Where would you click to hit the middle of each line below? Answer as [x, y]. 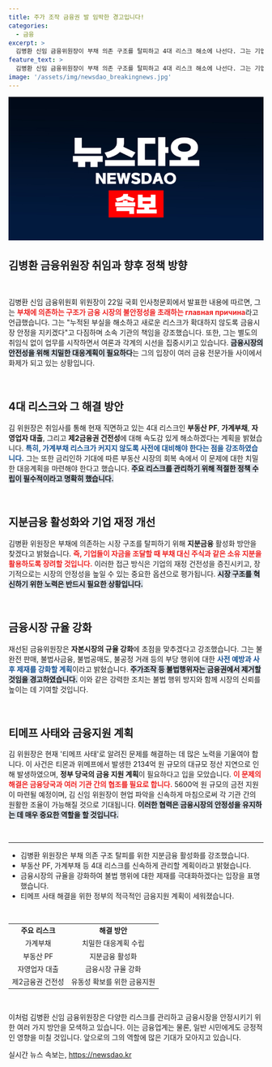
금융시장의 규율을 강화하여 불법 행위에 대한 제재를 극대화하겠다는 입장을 [132, 876]
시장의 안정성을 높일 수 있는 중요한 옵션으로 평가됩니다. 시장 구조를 [148, 574]
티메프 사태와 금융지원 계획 [71, 733]
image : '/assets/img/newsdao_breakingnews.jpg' [90, 77]
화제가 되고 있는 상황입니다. [52, 363]
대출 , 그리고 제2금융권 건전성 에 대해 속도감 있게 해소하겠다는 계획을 [135, 437]
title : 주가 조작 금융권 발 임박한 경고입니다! [76, 17]
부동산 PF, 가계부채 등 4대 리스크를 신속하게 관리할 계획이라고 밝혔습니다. [136, 866]
